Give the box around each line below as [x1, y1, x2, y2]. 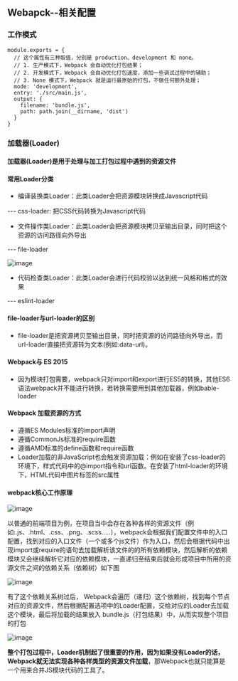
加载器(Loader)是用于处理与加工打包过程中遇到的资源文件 [7, 157, 177, 166]
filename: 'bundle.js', [20, 102, 91, 109]
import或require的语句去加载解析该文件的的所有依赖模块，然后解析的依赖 [13, 546, 228, 554]
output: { [13, 95, 43, 102]
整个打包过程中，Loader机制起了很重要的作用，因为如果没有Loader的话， [7, 648, 225, 657]
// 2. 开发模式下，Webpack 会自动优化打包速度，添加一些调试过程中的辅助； [13, 69, 212, 76]
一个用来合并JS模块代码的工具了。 [7, 666, 109, 675]
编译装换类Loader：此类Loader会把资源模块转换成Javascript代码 [17, 191, 208, 201]
